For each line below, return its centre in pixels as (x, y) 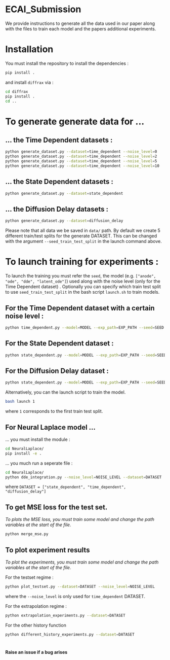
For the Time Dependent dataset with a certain (80, 308)
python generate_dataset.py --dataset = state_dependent (64, 193)
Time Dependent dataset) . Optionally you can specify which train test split (83, 287)
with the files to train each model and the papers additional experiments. (81, 28)
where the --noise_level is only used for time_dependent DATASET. (75, 596)
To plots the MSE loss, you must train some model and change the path (80, 519)
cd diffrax (17, 92)
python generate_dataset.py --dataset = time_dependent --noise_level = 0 (81, 152)
